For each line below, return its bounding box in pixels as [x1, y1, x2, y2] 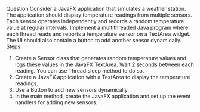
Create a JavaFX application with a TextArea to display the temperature [14, 74, 190, 80]
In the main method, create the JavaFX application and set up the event [14, 92, 191, 99]
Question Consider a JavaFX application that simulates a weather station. [6, 5, 186, 12]
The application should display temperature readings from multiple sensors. [6, 11, 193, 18]
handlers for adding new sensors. [14, 99, 98, 106]
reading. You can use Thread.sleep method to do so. [14, 67, 144, 74]
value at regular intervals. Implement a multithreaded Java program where [6, 24, 189, 31]
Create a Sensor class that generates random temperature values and [14, 55, 187, 61]
